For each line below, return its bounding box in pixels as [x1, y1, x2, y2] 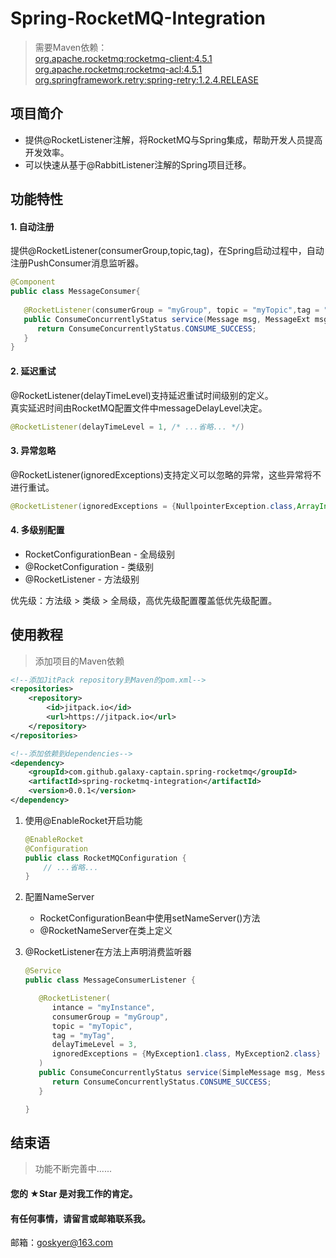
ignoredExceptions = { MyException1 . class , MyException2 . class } [51, 1049, 322, 1059]
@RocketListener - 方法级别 [24, 573, 140, 585]
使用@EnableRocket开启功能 [24, 814, 143, 826]
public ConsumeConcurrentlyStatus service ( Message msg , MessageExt [23, 314, 311, 324]
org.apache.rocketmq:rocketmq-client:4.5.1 [34, 52, 213, 64]
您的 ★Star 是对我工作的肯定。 [10, 1187, 138, 1199]
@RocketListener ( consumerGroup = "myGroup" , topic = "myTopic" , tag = [23, 305, 320, 315]
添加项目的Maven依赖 [34, 655, 125, 667]
